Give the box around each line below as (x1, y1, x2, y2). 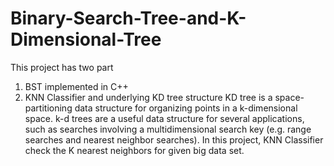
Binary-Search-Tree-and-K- (10, 7, 247, 30)
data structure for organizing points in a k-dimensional (74, 102, 298, 114)
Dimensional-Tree (10, 28, 162, 51)
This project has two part (10, 61, 114, 73)
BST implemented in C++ (24, 80, 129, 92)
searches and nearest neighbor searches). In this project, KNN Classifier (24, 133, 324, 146)
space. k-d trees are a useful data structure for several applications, (24, 112, 305, 124)
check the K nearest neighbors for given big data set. (24, 144, 245, 156)
